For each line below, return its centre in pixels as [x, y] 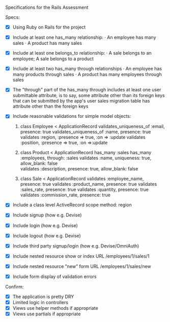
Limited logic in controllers [40, 302]
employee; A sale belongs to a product [53, 59]
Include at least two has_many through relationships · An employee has [87, 69]
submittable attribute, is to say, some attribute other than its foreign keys [89, 95]
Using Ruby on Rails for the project [49, 27]
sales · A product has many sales [47, 43]
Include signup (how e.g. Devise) [47, 215]
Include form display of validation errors [54, 276]
